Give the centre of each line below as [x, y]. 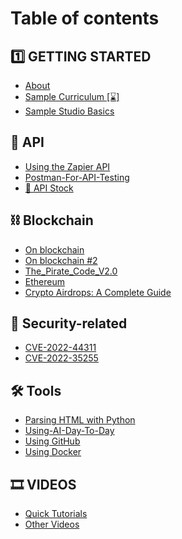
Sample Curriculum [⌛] [72, 96]
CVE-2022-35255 [61, 358]
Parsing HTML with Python [80, 420]
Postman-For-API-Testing [77, 177]
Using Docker [53, 452]
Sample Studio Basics [69, 111]
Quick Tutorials [56, 514]
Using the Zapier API [67, 166]
